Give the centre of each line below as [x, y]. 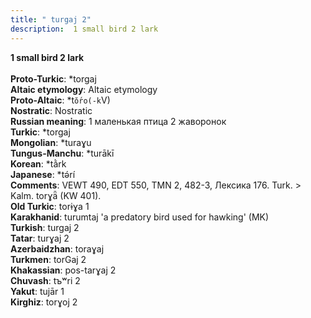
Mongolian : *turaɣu [51, 142]
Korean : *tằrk [38, 163]
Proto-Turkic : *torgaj [53, 78]
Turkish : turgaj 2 [45, 227]
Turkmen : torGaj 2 [48, 259]
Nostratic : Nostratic [51, 110]
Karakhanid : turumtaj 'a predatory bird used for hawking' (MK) [140, 217]
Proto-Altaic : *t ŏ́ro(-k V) [60, 100]
